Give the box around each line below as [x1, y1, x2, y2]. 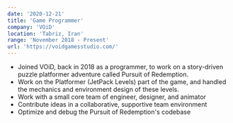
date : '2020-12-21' [7, 10, 65, 18]
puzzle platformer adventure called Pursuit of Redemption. [17, 70, 189, 78]
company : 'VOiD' [7, 23, 55, 30]
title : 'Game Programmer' [7, 17, 84, 24]
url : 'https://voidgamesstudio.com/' [7, 43, 119, 50]
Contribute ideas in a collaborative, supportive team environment [17, 100, 208, 108]
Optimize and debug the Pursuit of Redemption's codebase [17, 107, 191, 116]
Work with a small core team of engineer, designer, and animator [17, 93, 207, 101]
